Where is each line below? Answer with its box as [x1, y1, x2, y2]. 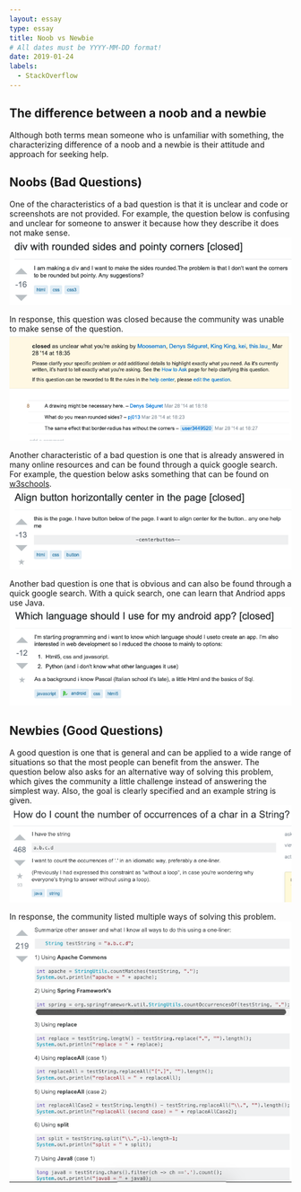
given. [9, 795, 33, 806]
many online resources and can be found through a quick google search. [9, 459, 278, 471]
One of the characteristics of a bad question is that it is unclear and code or [9, 199, 288, 209]
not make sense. [9, 227, 71, 238]
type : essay [9, 23, 54, 33]
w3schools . [9, 479, 52, 490]
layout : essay [9, 14, 63, 23]
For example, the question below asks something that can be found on [9, 469, 270, 480]
